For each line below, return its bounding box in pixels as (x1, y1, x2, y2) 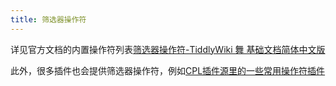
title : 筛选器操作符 (10, 14, 87, 25)
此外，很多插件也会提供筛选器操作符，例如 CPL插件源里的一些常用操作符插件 (10, 64, 326, 76)
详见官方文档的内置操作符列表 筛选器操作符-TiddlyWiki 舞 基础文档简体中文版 (10, 43, 326, 55)
